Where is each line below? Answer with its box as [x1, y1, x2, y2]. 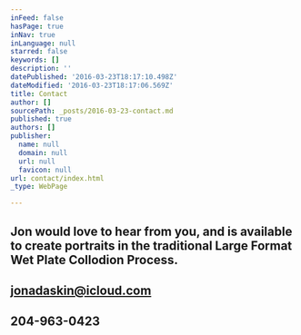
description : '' [10, 64, 72, 74]
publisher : [10, 132, 52, 141]
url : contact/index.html [10, 173, 105, 182]
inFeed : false [10, 13, 65, 23]
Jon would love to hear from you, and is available [10, 223, 293, 239]
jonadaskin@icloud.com [10, 282, 152, 298]
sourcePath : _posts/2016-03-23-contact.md [10, 106, 174, 115]
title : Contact [10, 89, 68, 98]
